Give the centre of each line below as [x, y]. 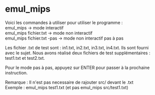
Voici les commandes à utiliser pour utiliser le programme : [64, 23]
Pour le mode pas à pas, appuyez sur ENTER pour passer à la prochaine [77, 68]
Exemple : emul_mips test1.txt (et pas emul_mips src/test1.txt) [67, 87]
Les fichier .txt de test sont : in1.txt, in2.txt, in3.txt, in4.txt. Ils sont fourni [77, 47]
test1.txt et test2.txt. [25, 58]
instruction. [16, 72]
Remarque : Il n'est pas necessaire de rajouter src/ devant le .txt [69, 82]
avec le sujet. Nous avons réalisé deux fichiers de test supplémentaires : [78, 53]
